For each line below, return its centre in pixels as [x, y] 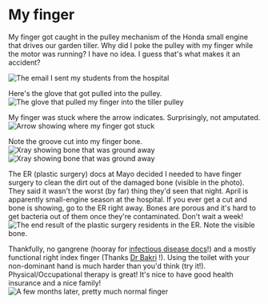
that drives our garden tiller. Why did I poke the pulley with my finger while [131, 45]
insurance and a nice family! [55, 282]
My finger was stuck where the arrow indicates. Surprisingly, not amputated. [134, 117]
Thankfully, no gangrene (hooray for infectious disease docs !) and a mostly [132, 249]
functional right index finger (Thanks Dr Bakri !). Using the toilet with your [129, 257]
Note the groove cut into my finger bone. [75, 141]
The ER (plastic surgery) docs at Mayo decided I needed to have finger [125, 174]
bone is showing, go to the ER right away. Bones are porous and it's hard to [132, 208]
